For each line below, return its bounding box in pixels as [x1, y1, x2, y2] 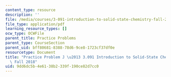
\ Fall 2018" [10, 59, 38, 64]
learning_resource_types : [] [5, 26, 67, 31]
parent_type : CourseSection [5, 41, 65, 46]
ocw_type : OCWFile [5, 31, 44, 36]
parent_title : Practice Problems [5, 36, 76, 41]
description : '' [5, 12, 40, 17]
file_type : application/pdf [5, 21, 65, 27]
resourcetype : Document [5, 50, 56, 55]
